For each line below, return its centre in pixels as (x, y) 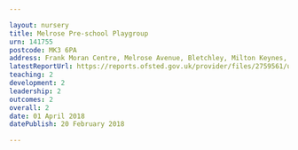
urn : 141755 (31, 42)
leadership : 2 (35, 91)
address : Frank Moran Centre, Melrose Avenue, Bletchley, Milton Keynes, (149, 59)
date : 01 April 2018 (47, 116)
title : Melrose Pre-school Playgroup (79, 33)
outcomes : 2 (31, 99)
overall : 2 (29, 107)
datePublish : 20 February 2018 (67, 124)
